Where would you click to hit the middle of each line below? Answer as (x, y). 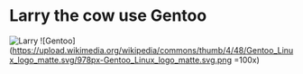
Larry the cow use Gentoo (108, 16)
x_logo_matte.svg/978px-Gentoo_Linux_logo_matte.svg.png (121, 60)
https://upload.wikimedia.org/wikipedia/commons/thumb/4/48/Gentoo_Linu (153, 50)
